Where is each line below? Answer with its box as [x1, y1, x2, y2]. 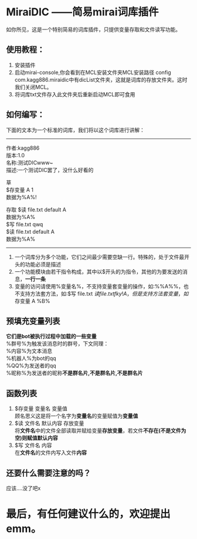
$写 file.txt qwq [6, 221, 43, 228]
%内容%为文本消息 [6, 348, 53, 355]
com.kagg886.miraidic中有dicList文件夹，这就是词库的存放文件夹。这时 [14, 76, 188, 83]
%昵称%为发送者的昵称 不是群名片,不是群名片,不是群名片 [6, 369, 143, 376]
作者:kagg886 [6, 144, 40, 151]
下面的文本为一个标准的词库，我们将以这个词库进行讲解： [6, 126, 145, 133]
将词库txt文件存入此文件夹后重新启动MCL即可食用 [14, 90, 135, 97]
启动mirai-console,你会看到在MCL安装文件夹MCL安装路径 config [14, 69, 171, 76]
